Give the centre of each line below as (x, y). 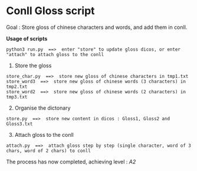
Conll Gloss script (51, 11)
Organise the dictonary (42, 108)
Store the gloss (33, 65)
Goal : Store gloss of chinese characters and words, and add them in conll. (97, 27)
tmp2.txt (17, 87)
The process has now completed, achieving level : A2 (71, 162)
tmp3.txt (17, 97)
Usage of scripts (27, 38)
